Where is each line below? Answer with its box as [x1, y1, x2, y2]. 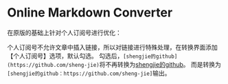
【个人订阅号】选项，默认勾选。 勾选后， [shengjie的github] [7, 52, 178, 60]
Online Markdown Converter [7, 5, 173, 21]
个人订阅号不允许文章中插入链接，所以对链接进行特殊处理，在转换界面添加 [7, 43, 218, 51]
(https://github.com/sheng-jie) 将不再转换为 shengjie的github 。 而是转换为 [7, 60, 222, 68]
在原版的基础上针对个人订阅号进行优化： [7, 28, 122, 36]
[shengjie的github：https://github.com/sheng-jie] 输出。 [7, 69, 171, 77]
